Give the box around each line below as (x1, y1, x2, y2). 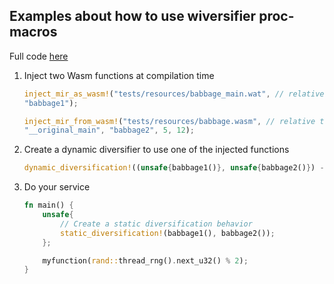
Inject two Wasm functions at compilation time (23, 69, 215, 81)
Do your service (23, 181, 91, 193)
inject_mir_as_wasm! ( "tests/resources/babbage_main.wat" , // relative (23, 89, 325, 99)
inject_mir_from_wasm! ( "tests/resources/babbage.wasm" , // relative (23, 116, 316, 126)
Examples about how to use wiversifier (9, 8, 257, 25)
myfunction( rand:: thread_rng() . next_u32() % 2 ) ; (42, 255, 249, 266)
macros (9, 24, 58, 41)
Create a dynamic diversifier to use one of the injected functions (23, 144, 290, 156)
